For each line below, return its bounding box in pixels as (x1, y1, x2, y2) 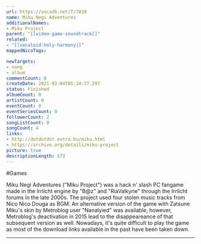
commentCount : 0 (6, 75, 47, 81)
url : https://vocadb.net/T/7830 (6, 8, 87, 15)
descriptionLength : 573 (6, 153, 66, 159)
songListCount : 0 (6, 120, 50, 126)
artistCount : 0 (6, 97, 44, 103)
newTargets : (6, 58, 36, 65)
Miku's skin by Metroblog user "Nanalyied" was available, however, (6, 206, 172, 213)
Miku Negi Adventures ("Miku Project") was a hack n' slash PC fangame (6, 181, 184, 188)
